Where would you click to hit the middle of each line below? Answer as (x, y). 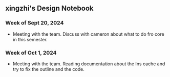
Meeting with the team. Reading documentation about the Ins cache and (89, 64)
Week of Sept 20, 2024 (35, 23)
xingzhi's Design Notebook (49, 8)
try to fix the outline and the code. (48, 69)
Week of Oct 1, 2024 (31, 53)
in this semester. (30, 39)
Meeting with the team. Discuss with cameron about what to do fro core (89, 34)
